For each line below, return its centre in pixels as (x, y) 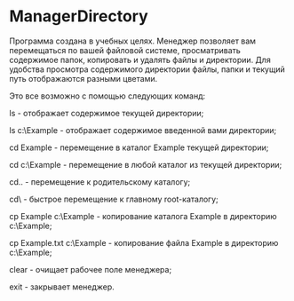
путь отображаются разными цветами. (83, 78)
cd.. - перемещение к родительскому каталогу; (100, 182)
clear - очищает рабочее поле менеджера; (91, 269)
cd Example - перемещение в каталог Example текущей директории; (139, 147)
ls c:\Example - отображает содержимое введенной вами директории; (143, 130)
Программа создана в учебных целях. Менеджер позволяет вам (132, 41)
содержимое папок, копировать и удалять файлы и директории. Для (140, 59)
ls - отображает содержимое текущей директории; (107, 113)
